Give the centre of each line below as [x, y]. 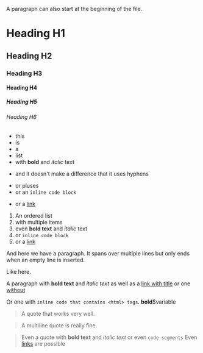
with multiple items [39, 222]
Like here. [19, 271]
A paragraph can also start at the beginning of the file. [74, 9]
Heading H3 [24, 73]
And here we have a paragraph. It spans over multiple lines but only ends [98, 253]
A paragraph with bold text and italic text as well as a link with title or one [98, 283]
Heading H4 [22, 88]
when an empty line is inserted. [46, 260]
